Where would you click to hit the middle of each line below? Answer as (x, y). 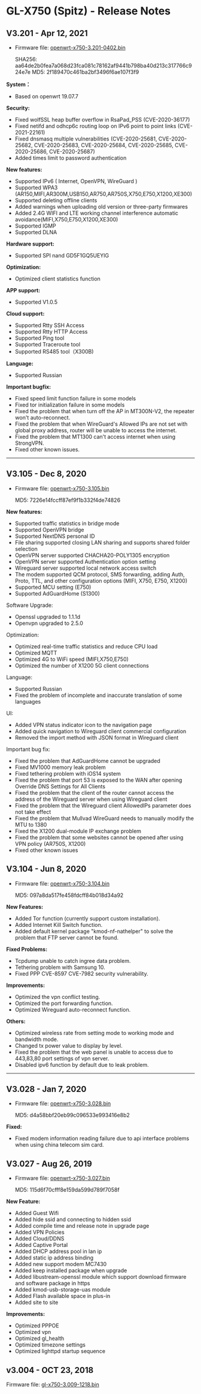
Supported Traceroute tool (48, 344)
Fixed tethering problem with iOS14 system (68, 773)
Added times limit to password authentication (71, 158)
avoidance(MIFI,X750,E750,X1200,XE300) (66, 219)
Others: (16, 1021)
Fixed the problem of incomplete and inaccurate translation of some (98, 695)
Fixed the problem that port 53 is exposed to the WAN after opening (98, 780)
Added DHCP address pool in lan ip (58, 1251)
